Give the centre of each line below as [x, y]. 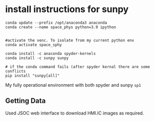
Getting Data [25, 101]
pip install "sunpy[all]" [32, 76]
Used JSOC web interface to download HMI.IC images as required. [75, 113]
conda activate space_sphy [34, 45]
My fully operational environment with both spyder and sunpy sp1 [73, 85]
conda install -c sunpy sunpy [37, 58]
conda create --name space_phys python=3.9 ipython [61, 27]
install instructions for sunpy [67, 9]
